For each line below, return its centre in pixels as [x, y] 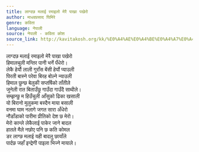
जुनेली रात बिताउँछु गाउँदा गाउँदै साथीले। [44, 89]
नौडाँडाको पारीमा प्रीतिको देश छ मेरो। [40, 116]
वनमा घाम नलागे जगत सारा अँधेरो [37, 110]
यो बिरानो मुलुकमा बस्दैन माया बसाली [40, 103]
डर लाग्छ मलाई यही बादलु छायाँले [36, 136]
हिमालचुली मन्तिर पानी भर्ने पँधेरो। [37, 63]
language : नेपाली [24, 28]
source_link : [22, 39]
